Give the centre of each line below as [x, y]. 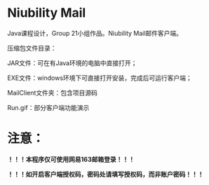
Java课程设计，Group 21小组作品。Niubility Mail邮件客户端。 [95, 33]
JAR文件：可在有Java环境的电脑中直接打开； [72, 63]
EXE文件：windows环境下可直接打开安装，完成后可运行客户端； [100, 78]
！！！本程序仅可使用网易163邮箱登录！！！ [71, 159]
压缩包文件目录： [32, 48]
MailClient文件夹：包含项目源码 [53, 92]
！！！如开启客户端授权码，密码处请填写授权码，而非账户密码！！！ [106, 174]
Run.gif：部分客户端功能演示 [48, 107]
